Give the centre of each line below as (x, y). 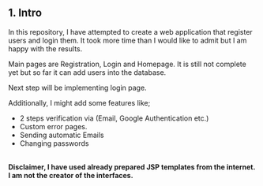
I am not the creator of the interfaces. (71, 175)
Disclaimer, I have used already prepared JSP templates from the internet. (132, 167)
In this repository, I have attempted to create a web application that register (130, 32)
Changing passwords (54, 143)
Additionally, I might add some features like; (79, 102)
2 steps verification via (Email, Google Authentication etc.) (114, 118)
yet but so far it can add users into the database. (87, 72)
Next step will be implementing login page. (78, 87)
